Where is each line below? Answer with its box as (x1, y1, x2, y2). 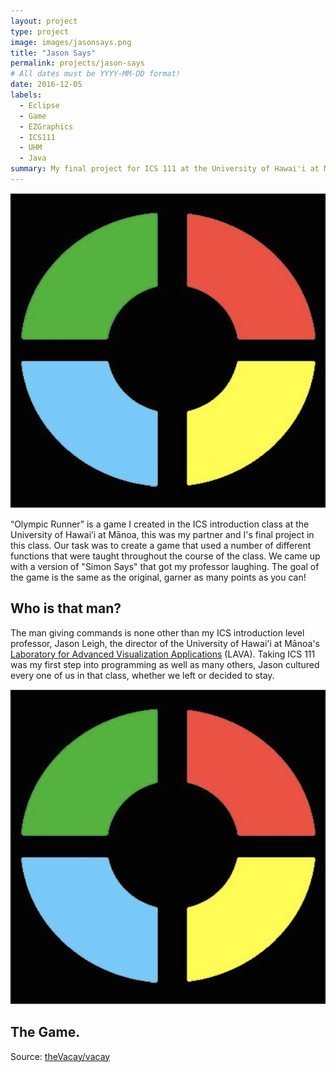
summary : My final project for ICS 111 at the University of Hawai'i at (10, 164, 320, 174)
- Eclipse (19, 100, 60, 110)
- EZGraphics (19, 121, 74, 132)
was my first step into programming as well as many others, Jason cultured (10, 658, 320, 670)
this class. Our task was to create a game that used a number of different (10, 539, 312, 551)
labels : (10, 90, 43, 100)
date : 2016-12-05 (10, 80, 83, 90)
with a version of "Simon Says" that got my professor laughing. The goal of (10, 560, 320, 572)
